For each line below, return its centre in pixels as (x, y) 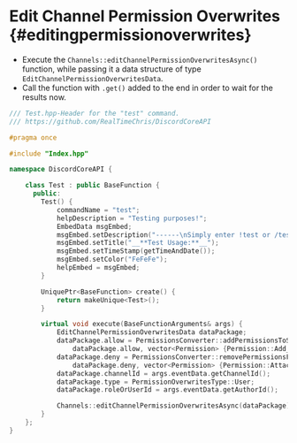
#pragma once (33, 137)
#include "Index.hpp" (49, 153)
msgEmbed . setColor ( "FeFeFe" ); (112, 260)
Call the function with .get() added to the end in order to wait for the (148, 88)
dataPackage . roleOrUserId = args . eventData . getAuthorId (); (167, 390)
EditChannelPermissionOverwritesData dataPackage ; (152, 332)
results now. (44, 97)
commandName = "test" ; (98, 210)
